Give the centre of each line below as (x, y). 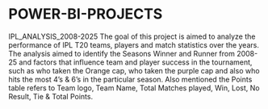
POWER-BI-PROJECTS (86, 14)
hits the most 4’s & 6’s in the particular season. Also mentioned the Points (130, 79)
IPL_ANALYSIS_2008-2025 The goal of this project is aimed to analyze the (132, 36)
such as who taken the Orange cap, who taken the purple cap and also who (134, 70)
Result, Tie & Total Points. (51, 96)
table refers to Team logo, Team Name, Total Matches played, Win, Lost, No (134, 88)
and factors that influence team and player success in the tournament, (136, 62)
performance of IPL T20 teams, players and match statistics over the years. (134, 44)
